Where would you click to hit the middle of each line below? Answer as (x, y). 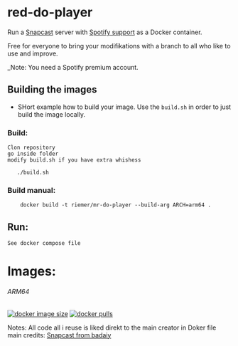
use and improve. (33, 53)
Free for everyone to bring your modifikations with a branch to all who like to (119, 46)
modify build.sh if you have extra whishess (74, 160)
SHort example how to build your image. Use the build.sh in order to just (124, 107)
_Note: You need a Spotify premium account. (73, 67)
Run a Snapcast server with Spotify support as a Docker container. (105, 32)
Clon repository (31, 148)
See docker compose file (44, 243)
